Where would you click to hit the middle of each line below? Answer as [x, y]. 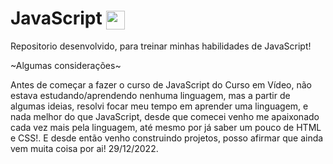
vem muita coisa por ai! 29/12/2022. [84, 149]
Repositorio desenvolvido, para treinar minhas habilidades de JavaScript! [161, 46]
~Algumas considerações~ [66, 66]
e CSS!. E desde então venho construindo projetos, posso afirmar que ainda [167, 138]
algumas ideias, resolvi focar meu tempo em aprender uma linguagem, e [159, 106]
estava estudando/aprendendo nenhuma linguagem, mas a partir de [150, 96]
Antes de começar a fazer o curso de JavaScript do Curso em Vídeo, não [161, 85]
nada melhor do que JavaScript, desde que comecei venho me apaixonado [165, 117]
